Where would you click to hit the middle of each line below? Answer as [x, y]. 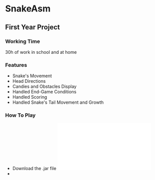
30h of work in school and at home [41, 52]
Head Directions [29, 81]
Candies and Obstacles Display [44, 87]
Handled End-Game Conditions [44, 92]
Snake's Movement [32, 76]
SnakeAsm [28, 9]
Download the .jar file [34, 169]
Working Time [23, 41]
